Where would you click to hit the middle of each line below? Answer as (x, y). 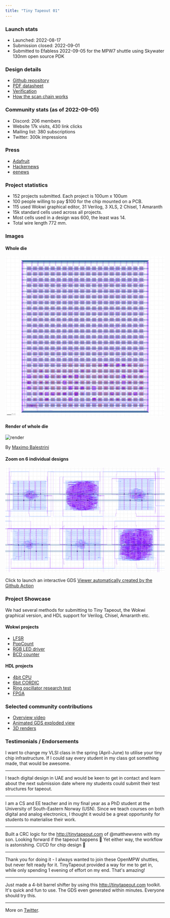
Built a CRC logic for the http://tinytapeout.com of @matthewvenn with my (83, 834)
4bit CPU (22, 677)
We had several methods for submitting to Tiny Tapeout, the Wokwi (75, 610)
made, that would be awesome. (38, 763)
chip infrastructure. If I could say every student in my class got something (82, 758)
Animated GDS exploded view (44, 723)
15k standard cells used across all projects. (57, 212)
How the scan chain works (40, 97)
